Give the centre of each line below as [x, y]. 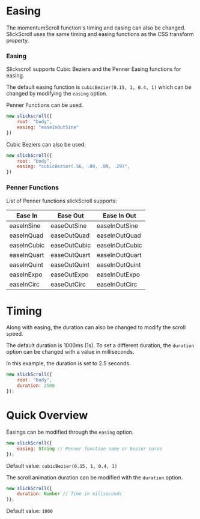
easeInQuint [26, 264]
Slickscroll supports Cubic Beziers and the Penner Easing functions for [94, 69]
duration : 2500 [36, 386]
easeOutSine [68, 225]
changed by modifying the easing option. [57, 94]
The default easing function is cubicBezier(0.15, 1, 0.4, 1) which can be [99, 87]
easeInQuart [27, 255]
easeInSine [25, 225]
